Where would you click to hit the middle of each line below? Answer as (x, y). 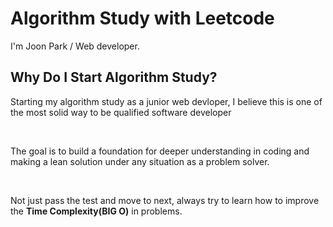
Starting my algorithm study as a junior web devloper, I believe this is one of (166, 101)
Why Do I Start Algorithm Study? (114, 77)
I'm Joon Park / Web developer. (75, 46)
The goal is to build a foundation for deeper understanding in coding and (160, 151)
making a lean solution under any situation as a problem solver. (140, 161)
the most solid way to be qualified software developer (121, 112)
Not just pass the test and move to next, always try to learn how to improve (165, 200)
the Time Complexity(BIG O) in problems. (96, 211)
